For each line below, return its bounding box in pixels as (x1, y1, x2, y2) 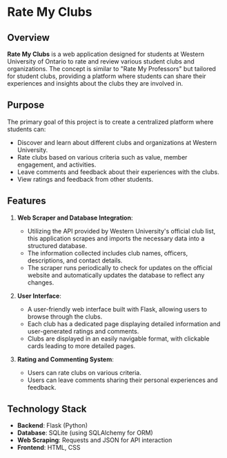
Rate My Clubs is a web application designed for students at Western (7, 50, 205, 58)
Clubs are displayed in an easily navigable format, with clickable (27, 334, 210, 343)
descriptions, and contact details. (27, 256, 123, 265)
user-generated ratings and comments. (27, 327, 139, 335)
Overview (7, 32, 50, 44)
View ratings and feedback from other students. (17, 175, 154, 183)
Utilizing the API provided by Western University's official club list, (27, 227, 216, 235)
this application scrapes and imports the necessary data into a (27, 234, 205, 242)
